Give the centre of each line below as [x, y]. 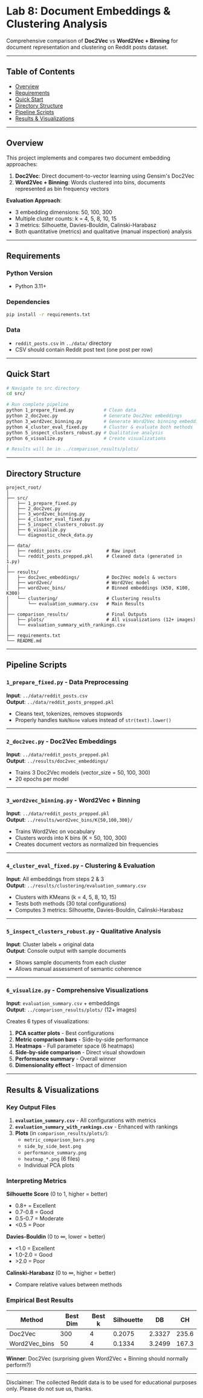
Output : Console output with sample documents [66, 950]
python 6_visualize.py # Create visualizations [86, 438]
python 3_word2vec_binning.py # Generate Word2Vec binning [92, 421]
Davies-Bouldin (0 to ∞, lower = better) [56, 1237]
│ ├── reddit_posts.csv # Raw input [71, 551]
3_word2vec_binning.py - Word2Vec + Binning [73, 800]
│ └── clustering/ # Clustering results [84, 599]
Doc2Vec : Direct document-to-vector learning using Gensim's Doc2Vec [105, 176]
